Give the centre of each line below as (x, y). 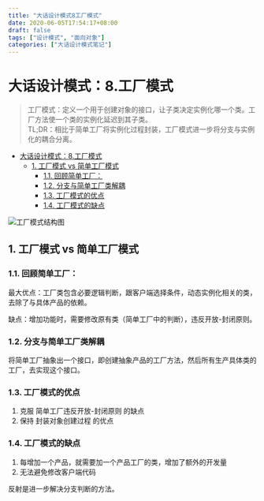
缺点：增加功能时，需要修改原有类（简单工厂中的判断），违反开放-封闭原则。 (132, 319)
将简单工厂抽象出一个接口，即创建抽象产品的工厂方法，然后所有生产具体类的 (132, 361)
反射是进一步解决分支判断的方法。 (63, 488)
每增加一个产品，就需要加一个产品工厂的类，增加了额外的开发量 (123, 462)
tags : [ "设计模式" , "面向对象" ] (56, 37)
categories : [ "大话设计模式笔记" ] (60, 45)
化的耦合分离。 (52, 140)
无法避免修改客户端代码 (58, 472)
